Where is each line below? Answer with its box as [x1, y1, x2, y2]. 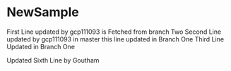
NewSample [6, 4, 79, 20]
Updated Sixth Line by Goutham [6, 56, 100, 64]
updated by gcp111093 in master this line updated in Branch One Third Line [6, 34, 224, 43]
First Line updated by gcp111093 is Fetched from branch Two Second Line [6, 27, 222, 36]
